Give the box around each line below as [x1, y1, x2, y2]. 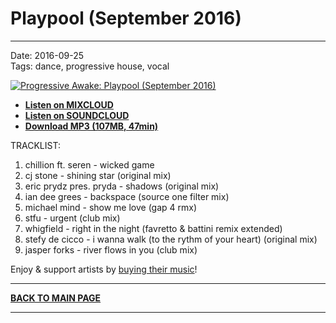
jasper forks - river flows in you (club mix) [24, 243, 198, 256]
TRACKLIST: [10, 139, 61, 151]
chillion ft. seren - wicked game [24, 158, 155, 171]
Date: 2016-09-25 [10, 49, 85, 61]
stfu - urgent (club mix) [24, 212, 121, 224]
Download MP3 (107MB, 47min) [24, 120, 159, 132]
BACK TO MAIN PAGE [10, 292, 102, 304]
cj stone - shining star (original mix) [24, 169, 172, 181]
